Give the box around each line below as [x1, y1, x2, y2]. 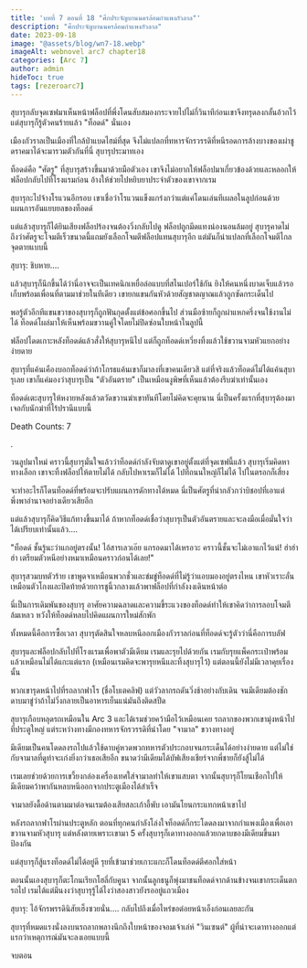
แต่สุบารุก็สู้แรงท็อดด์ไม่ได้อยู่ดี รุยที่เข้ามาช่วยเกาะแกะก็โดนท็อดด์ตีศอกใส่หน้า [10, 856, 237, 867]
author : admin [10, 65, 65, 74]
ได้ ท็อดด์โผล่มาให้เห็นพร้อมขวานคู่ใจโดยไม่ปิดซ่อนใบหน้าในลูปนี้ [10, 316, 204, 327]
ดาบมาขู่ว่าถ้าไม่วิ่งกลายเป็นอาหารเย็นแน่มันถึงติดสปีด [10, 695, 166, 706]
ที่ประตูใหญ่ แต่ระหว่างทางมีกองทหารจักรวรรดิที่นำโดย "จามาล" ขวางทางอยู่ [10, 723, 235, 734]
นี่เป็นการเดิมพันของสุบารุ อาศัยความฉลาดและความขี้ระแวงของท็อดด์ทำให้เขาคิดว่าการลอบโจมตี [10, 599, 291, 610]
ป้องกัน [10, 837, 32, 848]
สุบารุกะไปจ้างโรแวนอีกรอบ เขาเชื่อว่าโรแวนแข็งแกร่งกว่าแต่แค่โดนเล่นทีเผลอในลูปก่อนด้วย [10, 192, 280, 203]
